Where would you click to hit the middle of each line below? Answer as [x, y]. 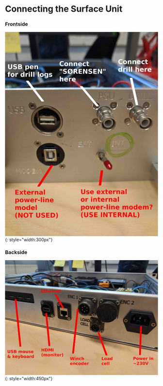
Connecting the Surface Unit [64, 9]
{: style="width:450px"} [29, 379]
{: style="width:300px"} [29, 240]
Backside [16, 252]
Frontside [16, 24]
